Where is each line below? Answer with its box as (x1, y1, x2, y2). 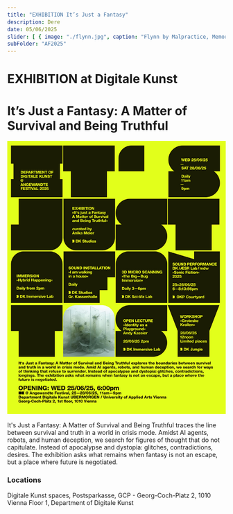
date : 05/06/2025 (7, 26, 58, 33)
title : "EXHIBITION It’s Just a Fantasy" (7, 11, 129, 18)
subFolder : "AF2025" (7, 40, 67, 48)
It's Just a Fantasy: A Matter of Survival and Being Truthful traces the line (7, 421, 216, 429)
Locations (7, 475, 42, 485)
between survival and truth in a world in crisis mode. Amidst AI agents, (7, 429, 209, 437)
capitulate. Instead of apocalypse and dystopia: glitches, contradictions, (7, 443, 214, 452)
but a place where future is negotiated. (7, 458, 118, 466)
